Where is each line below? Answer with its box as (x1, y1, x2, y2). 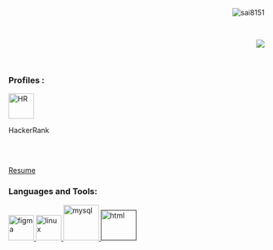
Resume (8, 166, 37, 175)
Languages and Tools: (8, 186, 97, 197)
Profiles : (8, 74, 45, 85)
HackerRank (8, 126, 50, 136)
